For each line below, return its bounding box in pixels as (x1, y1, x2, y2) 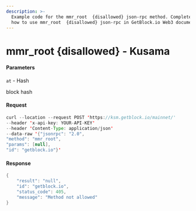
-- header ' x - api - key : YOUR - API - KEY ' (6, 120, 95, 126)
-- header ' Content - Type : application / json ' (6, 125, 114, 131)
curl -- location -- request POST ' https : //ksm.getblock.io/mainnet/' (6, 114, 176, 120)
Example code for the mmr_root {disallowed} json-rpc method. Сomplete (11, 14, 192, 20)
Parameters (6, 64, 35, 71)
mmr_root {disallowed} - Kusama (6, 44, 170, 58)
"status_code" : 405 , (16, 189, 66, 195)
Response (6, 160, 31, 167)
